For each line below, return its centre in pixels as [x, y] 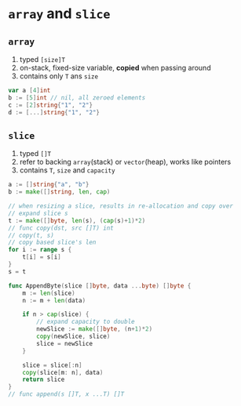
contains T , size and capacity [67, 170]
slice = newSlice [64, 343]
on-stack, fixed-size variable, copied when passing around [115, 68]
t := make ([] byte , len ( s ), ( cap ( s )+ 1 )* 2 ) [77, 220]
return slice [44, 380]
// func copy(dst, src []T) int [61, 228]
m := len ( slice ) [49, 293]
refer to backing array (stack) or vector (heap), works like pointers [125, 162]
